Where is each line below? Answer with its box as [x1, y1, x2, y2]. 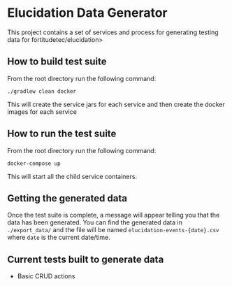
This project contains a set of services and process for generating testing [7, 28, 219, 36]
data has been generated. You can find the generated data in [7, 218, 183, 227]
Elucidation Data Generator [7, 5, 168, 21]
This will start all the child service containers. [7, 172, 138, 180]
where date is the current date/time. [7, 233, 110, 242]
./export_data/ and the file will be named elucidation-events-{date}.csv [7, 226, 219, 234]
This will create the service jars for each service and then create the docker [7, 100, 226, 108]
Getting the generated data [7, 192, 128, 204]
